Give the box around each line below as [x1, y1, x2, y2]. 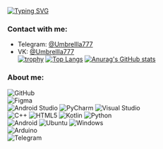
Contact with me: [7, 24, 68, 34]
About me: [7, 72, 44, 82]
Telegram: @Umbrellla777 [17, 40, 93, 48]
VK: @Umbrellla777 [17, 48, 75, 56]
